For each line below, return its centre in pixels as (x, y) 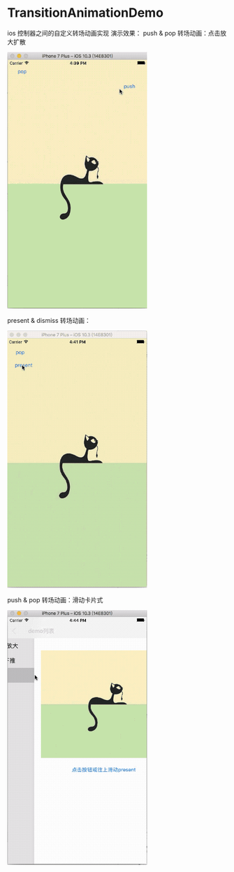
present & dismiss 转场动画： (49, 320)
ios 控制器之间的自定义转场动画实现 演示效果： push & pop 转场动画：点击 (114, 33)
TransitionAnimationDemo (86, 13)
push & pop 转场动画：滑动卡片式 (55, 599)
